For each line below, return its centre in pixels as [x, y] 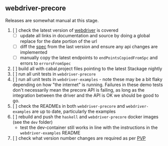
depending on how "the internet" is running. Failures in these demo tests [88, 85]
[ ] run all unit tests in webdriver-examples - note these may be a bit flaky [87, 79]
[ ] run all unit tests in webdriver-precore [54, 74]
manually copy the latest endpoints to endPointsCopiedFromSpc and [89, 57]
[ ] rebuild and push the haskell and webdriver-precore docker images [86, 117]
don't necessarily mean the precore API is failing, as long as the [78, 90]
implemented [34, 52]
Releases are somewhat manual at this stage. [52, 20]
